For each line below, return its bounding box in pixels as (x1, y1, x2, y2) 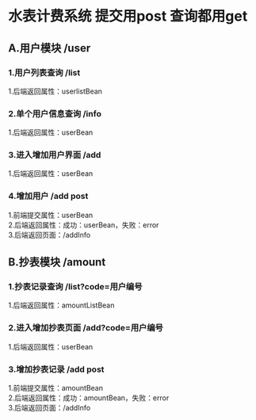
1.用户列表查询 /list (8, 67, 81, 78)
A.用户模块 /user (8, 41, 91, 55)
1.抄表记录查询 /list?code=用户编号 (8, 281, 143, 292)
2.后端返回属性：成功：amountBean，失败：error (8, 393, 170, 403)
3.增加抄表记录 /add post (8, 364, 105, 375)
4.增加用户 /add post (8, 191, 89, 202)
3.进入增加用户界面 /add (8, 150, 101, 161)
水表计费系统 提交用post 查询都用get (8, 7, 248, 25)
